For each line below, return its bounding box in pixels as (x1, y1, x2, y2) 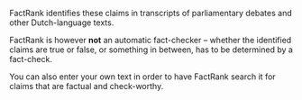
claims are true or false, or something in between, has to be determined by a (9, 44, 293, 55)
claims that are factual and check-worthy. (9, 81, 164, 91)
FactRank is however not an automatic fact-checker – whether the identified (9, 35, 292, 45)
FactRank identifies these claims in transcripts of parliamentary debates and (9, 8, 292, 18)
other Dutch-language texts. (9, 17, 114, 28)
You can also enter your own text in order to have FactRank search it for (9, 71, 277, 82)
